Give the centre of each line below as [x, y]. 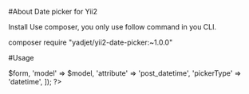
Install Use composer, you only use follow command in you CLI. [113, 27]
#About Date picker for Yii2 [53, 12]
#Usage [21, 58]
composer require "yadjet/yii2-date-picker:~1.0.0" [91, 42]
